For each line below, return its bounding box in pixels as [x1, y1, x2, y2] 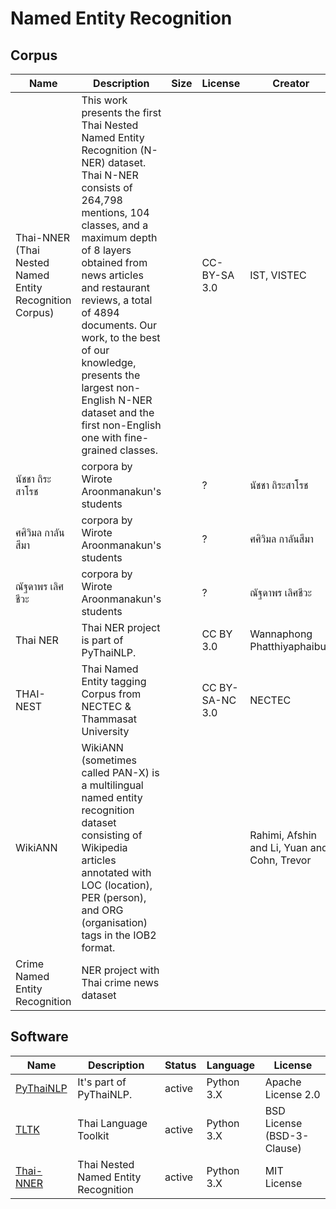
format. [81, 941, 116, 954]
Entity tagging [81, 675, 147, 688]
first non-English [81, 418, 162, 432]
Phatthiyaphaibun [249, 640, 333, 653]
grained [81, 443, 118, 457]
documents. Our [81, 318, 158, 332]
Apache [264, 1075, 302, 1089]
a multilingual [81, 778, 144, 792]
